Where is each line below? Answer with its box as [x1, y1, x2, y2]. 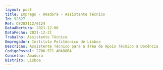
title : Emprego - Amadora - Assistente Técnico [5, 12, 106, 17]
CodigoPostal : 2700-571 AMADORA [5, 48, 72, 53]
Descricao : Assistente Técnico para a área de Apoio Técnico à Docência [5, 44, 159, 49]
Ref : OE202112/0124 [5, 21, 46, 26]
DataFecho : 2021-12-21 [5, 30, 52, 35]
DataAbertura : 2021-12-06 [5, 26, 58, 31]
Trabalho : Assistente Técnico [5, 35, 68, 40]
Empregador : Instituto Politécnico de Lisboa [5, 39, 101, 44]
